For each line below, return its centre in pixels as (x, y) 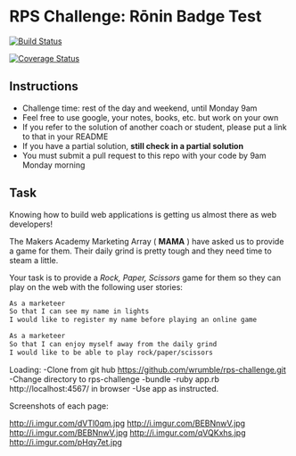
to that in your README (65, 137)
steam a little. (34, 260)
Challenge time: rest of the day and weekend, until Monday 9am (140, 108)
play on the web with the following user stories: (96, 286)
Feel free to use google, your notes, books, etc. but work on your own (150, 117)
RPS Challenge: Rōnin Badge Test (136, 17)
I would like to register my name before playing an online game (133, 320)
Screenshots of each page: (59, 406)
